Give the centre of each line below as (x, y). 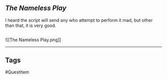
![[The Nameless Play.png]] (33, 40)
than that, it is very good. (31, 25)
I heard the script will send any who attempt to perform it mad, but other (79, 20)
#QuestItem (17, 72)
